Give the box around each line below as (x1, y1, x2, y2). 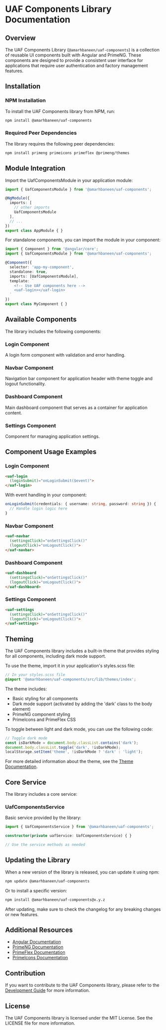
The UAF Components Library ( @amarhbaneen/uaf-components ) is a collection (5, 47, 160, 52)
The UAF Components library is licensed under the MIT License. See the (5, 1015, 153, 1021)
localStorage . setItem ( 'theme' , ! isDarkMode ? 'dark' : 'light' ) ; (5, 749, 143, 755)
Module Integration (5, 164, 65, 173)
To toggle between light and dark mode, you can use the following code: (5, 726, 153, 732)
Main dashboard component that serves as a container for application (5, 405, 148, 411)
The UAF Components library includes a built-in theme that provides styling (5, 648, 160, 654)
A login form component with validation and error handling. (5, 352, 125, 358)
